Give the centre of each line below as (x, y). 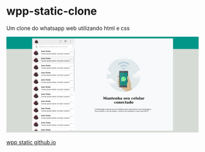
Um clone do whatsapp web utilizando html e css (68, 28)
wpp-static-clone (52, 11)
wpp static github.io (31, 142)
